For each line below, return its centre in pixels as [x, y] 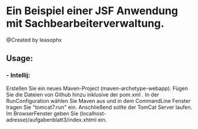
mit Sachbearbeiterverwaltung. [85, 23]
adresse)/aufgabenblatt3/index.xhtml [51, 120]
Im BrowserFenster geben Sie [42, 113]
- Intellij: [18, 75]
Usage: [20, 58]
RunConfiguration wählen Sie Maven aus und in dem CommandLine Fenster [98, 101]
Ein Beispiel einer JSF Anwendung [92, 11]
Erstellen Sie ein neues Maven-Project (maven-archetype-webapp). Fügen [97, 88]
